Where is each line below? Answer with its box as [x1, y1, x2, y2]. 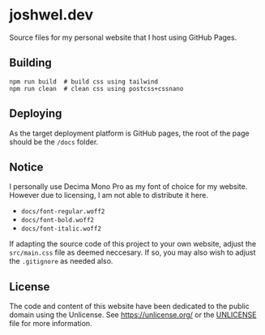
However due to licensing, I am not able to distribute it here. [9, 191, 209, 200]
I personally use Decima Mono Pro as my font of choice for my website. [9, 182, 248, 191]
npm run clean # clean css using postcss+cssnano [9, 84, 184, 92]
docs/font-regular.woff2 [20, 208, 105, 216]
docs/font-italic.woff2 [20, 225, 102, 233]
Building [9, 56, 52, 70]
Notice [9, 160, 44, 174]
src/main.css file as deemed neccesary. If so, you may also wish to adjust [9, 247, 256, 257]
